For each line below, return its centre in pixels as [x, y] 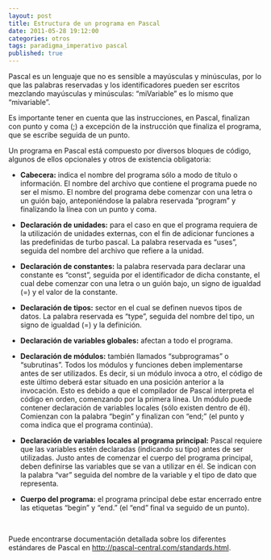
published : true [35, 53]
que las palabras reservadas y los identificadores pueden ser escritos [124, 85]
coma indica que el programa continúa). [86, 425]
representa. [39, 483]
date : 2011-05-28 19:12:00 [54, 31]
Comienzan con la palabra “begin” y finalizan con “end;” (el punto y [132, 416]
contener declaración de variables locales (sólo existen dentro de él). [135, 408]
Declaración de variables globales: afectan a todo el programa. [126, 341]
